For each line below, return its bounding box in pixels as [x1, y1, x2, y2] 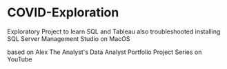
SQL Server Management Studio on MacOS [7, 34, 130, 42]
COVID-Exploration [7, 5, 119, 20]
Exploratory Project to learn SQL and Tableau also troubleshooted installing [7, 27, 221, 36]
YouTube [7, 55, 32, 63]
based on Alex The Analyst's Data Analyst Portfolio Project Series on [7, 48, 202, 56]
